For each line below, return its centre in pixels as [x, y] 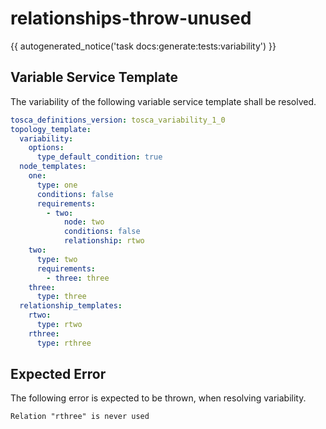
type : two [57, 259]
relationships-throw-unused [131, 18]
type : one [57, 185]
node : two [84, 222]
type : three [61, 297]
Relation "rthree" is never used [80, 417]
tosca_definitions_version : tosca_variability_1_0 [118, 120]
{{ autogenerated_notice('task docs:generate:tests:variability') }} [143, 46]
